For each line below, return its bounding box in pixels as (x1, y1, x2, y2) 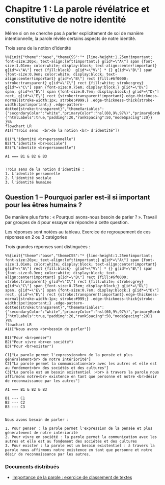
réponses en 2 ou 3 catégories (5, 234, 67, 240)
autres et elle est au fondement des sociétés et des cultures (5, 439, 137, 444)
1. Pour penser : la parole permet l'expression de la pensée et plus (5, 426, 153, 431)
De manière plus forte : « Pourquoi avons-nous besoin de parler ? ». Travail (5, 214, 157, 220)
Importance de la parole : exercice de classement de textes (12, 475, 133, 481)
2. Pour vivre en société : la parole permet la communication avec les (5, 434, 157, 440)
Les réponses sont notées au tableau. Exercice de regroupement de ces (5, 228, 151, 235)
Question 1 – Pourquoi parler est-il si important (5, 193, 150, 202)
